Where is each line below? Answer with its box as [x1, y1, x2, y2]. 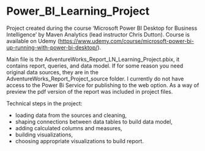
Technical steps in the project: [6, 99, 83, 107]
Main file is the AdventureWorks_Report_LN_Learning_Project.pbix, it [6, 55, 180, 63]
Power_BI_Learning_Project [6, 4, 150, 18]
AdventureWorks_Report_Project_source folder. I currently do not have [6, 75, 184, 82]
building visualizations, [15, 131, 73, 138]
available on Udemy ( [6, 37, 60, 44]
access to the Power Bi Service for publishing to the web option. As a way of [6, 81, 199, 89]
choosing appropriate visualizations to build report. [15, 137, 144, 144]
